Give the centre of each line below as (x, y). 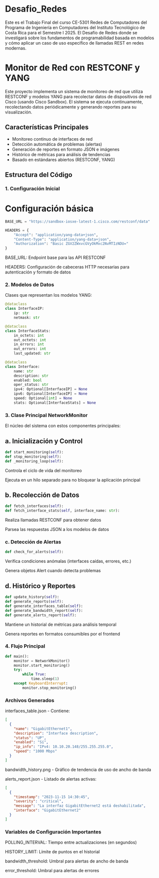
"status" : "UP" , (30, 738)
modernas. (16, 48)
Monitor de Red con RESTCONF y (72, 68)
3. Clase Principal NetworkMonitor (46, 415)
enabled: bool (28, 380)
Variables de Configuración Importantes (53, 831)
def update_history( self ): (32, 597)
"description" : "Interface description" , (56, 733)
